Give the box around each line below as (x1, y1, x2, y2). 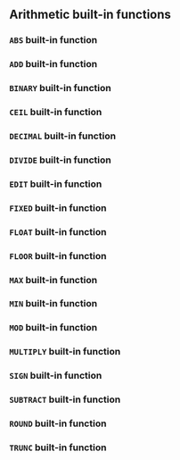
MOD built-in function (9, 322, 98, 334)
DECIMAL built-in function (9, 130, 117, 142)
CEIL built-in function (9, 106, 102, 119)
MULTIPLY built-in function (9, 346, 121, 358)
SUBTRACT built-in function (9, 393, 121, 406)
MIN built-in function (9, 297, 98, 310)
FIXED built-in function (9, 201, 107, 213)
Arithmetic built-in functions (9, 7, 172, 22)
